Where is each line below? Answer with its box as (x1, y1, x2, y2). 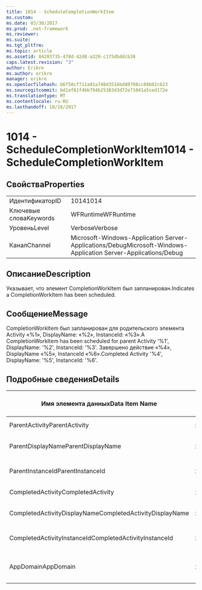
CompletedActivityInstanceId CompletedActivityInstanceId (9, 533, 173, 542)
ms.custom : (6, 14, 34, 20)
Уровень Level (9, 223, 49, 232)
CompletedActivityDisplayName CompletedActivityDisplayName (9, 509, 189, 517)
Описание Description (6, 269, 91, 279)
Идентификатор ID (9, 196, 62, 205)
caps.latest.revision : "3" (6, 59, 74, 65)
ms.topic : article (6, 48, 52, 54)
